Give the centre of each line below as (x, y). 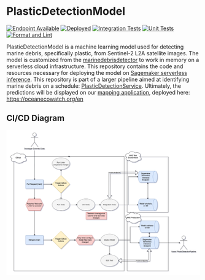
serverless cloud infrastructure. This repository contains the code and (95, 66)
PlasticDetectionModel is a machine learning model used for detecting (95, 47)
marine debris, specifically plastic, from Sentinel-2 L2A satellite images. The (102, 53)
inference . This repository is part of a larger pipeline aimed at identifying (98, 79)
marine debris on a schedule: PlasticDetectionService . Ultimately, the (94, 86)
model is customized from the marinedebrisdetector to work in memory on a (103, 60)
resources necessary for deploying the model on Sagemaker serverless (97, 72)
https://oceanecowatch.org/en (45, 99)
